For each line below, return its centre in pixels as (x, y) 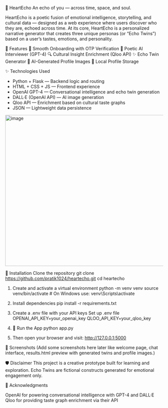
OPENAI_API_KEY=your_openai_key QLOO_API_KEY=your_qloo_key (82, 318)
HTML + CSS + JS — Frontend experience (56, 86)
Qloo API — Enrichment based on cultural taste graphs (69, 103)
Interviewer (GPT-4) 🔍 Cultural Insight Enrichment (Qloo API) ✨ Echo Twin (82, 54)
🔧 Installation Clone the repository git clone (50, 273)
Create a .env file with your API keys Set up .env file (66, 313)
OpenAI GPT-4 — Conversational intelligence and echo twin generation (86, 92)
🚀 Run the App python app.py (43, 328)
